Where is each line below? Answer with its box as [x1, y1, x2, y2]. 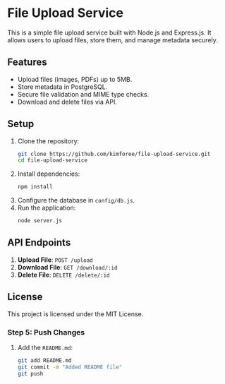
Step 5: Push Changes [7, 327, 85, 337]
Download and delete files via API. [17, 97, 118, 106]
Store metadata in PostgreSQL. [17, 83, 108, 91]
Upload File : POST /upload [17, 256, 93, 264]
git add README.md [17, 356, 72, 364]
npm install [17, 184, 53, 191]
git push [17, 370, 44, 377]
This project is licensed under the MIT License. [7, 309, 144, 318]
